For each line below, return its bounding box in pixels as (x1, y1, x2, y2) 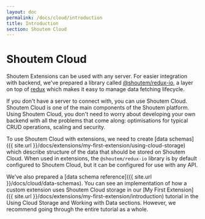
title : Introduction (6, 20, 59, 26)
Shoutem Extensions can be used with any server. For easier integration (6, 73, 188, 80)
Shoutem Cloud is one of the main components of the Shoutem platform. (6, 104, 190, 111)
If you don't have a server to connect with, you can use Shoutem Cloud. (6, 97, 188, 105)
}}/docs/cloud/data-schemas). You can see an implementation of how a (6, 180, 187, 187)
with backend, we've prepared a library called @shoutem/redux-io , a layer (6, 79, 193, 86)
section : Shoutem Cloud (6, 26, 67, 32)
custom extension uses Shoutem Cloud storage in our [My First (6, 186, 166, 193)
